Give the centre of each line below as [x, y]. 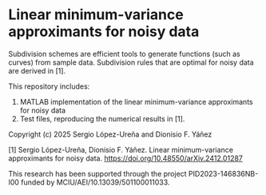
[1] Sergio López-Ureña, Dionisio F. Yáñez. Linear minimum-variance [121, 149]
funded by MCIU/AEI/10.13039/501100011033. [95, 182]
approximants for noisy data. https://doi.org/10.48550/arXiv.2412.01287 [126, 158]
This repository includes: [49, 86]
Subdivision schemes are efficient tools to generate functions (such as [125, 54]
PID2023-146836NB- [223, 173]
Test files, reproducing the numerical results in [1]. [102, 118]
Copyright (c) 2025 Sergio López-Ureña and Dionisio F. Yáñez [110, 134]
